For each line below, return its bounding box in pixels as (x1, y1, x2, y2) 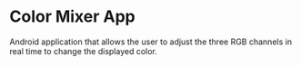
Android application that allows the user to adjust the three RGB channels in (9, 36, 293, 47)
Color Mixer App (9, 6, 135, 27)
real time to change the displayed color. (9, 45, 157, 56)
